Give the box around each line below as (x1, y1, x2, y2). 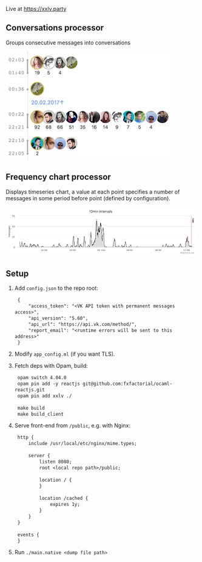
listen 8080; (39, 458, 72, 465)
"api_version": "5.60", (28, 315, 89, 321)
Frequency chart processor (5, 172, 112, 182)
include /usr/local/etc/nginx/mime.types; (28, 440, 137, 446)
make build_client (17, 411, 64, 417)
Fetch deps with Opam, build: (14, 362, 89, 369)
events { (17, 532, 40, 538)
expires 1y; (50, 501, 80, 507)
